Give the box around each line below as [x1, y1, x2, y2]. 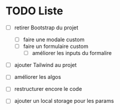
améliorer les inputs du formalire [32, 50, 112, 57]
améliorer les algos [14, 74, 61, 81]
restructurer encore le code [14, 85, 82, 93]
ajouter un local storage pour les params [14, 97, 114, 105]
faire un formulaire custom [23, 43, 89, 50]
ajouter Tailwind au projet [14, 62, 77, 69]
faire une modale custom [23, 36, 85, 43]
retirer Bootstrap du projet [14, 24, 79, 31]
